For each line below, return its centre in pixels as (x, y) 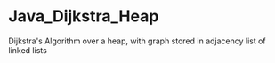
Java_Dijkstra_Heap (84, 16)
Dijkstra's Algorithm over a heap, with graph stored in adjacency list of (137, 41)
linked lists (28, 50)
